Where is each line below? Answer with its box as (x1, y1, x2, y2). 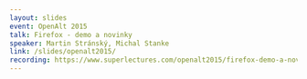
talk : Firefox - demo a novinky (9, 30, 132, 39)
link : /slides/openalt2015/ (9, 47, 117, 56)
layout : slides (9, 13, 68, 23)
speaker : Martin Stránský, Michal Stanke (9, 38, 170, 48)
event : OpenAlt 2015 (9, 22, 89, 31)
